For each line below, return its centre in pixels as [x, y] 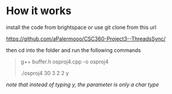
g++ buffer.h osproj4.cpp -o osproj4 [64, 61]
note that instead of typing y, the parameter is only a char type [82, 85]
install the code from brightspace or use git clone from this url [81, 27]
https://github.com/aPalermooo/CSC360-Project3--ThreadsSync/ [86, 38]
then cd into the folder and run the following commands [74, 50]
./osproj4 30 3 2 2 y [44, 73]
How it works [39, 11]
